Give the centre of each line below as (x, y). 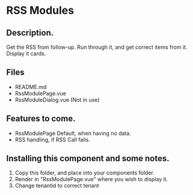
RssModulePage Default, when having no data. (73, 133)
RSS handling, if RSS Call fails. (52, 140)
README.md (31, 87)
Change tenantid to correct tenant (57, 186)
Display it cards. (26, 54)
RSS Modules (40, 11)
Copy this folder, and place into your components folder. (85, 173)
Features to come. (41, 119)
